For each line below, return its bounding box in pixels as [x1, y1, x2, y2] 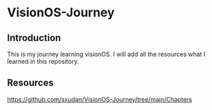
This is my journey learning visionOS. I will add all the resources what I [7, 50, 206, 58]
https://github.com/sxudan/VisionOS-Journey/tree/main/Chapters [7, 95, 193, 103]
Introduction [7, 32, 62, 44]
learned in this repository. [7, 57, 79, 66]
